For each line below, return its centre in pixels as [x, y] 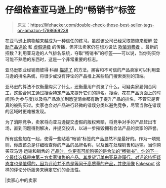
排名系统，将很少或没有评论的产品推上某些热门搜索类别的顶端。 [83, 76]
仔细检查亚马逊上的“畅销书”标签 [70, 10]
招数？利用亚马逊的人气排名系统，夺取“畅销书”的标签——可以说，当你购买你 [83, 53]
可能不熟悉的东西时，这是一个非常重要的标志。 [53, 59]
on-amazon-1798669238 [43, 30]
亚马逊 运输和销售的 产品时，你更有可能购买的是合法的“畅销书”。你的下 [82, 151]
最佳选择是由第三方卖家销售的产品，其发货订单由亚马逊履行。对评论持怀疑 [85, 157]
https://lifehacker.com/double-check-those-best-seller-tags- [92, 25]
